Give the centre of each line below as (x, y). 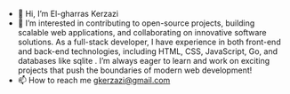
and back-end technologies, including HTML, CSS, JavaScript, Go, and (148, 51)
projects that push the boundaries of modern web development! (135, 70)
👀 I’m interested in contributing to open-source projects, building (136, 23)
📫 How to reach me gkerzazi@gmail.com (94, 80)
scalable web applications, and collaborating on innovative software (142, 32)
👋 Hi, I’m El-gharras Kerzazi (68, 14)
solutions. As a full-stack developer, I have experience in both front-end (149, 42)
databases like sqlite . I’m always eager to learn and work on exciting (144, 61)
